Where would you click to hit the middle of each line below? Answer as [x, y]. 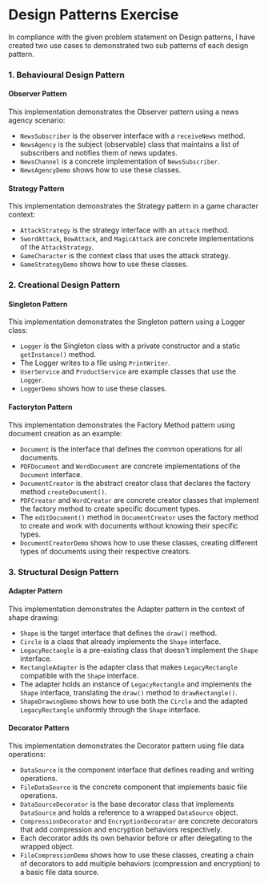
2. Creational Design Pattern [64, 285]
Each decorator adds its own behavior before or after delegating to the [136, 838]
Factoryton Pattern [40, 407]
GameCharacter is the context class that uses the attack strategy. [125, 256]
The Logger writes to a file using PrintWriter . [95, 363]
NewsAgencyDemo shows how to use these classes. [100, 170]
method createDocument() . [63, 492]
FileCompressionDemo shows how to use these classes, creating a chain [137, 855]
